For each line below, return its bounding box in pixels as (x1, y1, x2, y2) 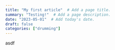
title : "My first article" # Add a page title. (5, 7, 111, 13)
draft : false (5, 21, 33, 27)
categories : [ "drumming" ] (5, 26, 60, 31)
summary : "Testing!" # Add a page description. (5, 12, 111, 17)
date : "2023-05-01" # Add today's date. (5, 17, 95, 22)
